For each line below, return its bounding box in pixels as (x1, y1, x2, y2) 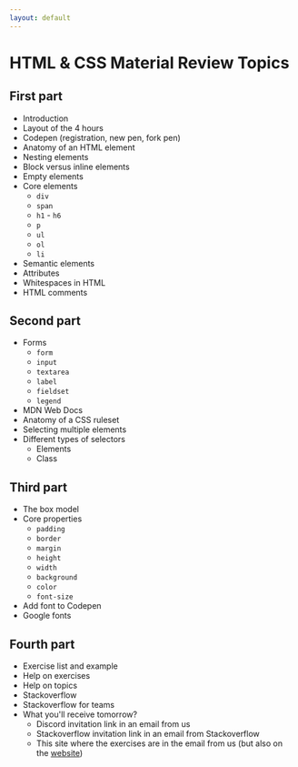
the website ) (35, 748, 84, 759)
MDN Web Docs (22, 405, 84, 416)
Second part (9, 313, 82, 328)
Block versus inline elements (22, 161, 130, 172)
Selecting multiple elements (22, 424, 127, 435)
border (35, 534, 62, 544)
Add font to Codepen (22, 600, 102, 611)
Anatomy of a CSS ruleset (22, 415, 120, 426)
